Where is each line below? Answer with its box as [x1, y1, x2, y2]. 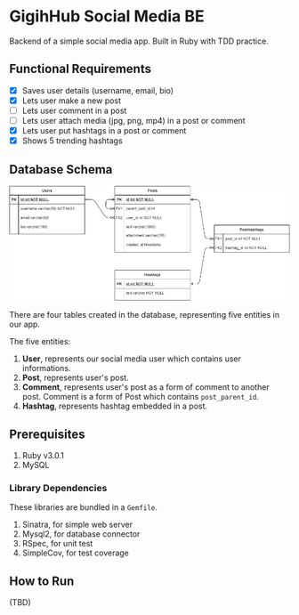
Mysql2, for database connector [21, 529, 141, 539]
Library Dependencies [9, 481, 108, 494]
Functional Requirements [9, 61, 151, 77]
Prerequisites [9, 426, 85, 441]
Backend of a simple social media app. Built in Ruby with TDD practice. [9, 36, 269, 46]
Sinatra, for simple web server [21, 519, 133, 530]
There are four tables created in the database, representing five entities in [9, 310, 280, 320]
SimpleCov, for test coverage [21, 547, 129, 558]
